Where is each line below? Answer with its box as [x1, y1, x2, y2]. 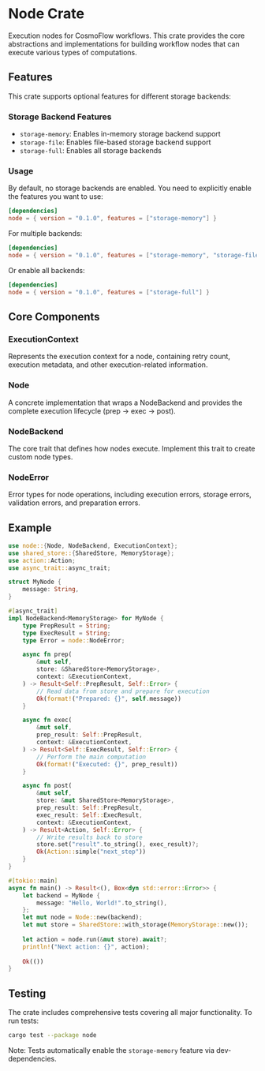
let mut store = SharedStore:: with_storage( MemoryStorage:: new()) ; [22, 921, 248, 929]
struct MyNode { [8, 578, 62, 586]
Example [8, 521, 52, 534]
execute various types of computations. [8, 47, 137, 57]
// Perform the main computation [36, 753, 147, 761]
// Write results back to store [36, 833, 144, 841]
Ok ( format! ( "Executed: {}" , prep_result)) [36, 760, 178, 768]
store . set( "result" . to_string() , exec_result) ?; [36, 841, 200, 848]
